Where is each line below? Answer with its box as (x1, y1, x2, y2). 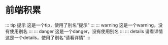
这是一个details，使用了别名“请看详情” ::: (5, 34, 90, 40)
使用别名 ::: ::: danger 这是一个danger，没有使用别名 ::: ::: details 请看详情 (9, 28, 163, 34)
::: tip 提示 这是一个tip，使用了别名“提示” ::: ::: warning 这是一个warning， (5, 22, 158, 28)
